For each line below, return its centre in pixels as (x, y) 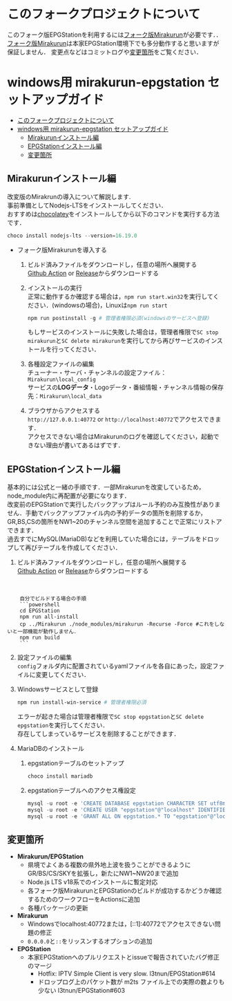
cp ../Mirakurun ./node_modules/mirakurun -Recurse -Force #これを (117, 624)
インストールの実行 (55, 288)
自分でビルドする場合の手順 (53, 599)
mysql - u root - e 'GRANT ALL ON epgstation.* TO (99, 816)
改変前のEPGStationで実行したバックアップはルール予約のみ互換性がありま (114, 505)
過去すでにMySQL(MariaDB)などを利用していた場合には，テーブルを (104, 539)
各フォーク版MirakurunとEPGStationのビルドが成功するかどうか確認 (125, 891)
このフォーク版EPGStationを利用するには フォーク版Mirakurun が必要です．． (115, 35)
